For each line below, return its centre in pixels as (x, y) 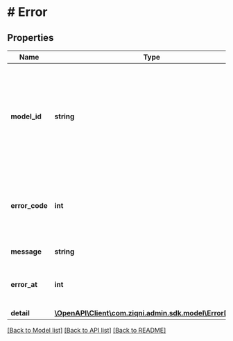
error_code (29, 206)
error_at (24, 285)
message (26, 252)
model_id (26, 116)
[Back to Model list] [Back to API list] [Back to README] (87, 330)
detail (20, 313)
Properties (31, 38)
